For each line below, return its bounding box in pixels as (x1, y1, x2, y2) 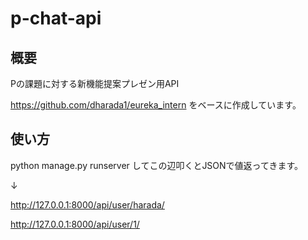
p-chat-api (10, 7, 102, 30)
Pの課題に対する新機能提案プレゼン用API (10, 78, 180, 89)
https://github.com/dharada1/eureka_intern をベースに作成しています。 (10, 99, 302, 111)
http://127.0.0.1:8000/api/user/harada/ (10, 198, 165, 211)
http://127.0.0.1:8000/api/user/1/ (10, 218, 140, 230)
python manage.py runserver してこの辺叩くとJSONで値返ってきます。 (10, 159, 304, 171)
